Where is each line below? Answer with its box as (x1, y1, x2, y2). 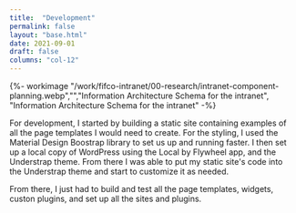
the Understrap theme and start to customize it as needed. (9, 166, 230, 177)
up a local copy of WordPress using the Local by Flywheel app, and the (9, 147, 276, 157)
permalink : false (9, 22, 76, 31)
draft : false (9, 47, 59, 56)
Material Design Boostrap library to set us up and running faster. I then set (9, 137, 287, 147)
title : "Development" (9, 13, 96, 23)
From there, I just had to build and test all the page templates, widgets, (9, 184, 274, 194)
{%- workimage (9, 81, 69, 91)
